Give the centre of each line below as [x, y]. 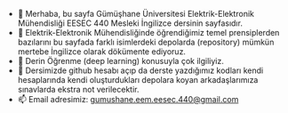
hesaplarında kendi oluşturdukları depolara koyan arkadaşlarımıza [138, 80]
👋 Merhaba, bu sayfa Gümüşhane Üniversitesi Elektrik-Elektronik [136, 14]
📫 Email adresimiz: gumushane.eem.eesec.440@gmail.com [128, 99]
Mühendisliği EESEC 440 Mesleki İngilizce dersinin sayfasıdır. [130, 23]
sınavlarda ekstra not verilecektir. [78, 89]
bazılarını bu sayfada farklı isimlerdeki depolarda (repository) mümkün [146, 42]
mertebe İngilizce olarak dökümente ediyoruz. [102, 52]
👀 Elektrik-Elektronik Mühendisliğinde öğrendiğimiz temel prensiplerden [148, 32]
